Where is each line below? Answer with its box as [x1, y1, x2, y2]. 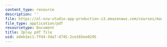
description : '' [5, 12, 39, 17]
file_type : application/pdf [5, 21, 64, 26]
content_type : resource [5, 7, 55, 12]
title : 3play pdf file [5, 30, 52, 35]
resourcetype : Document [5, 25, 55, 30]
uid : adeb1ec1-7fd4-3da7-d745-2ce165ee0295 [5, 35, 97, 40]
